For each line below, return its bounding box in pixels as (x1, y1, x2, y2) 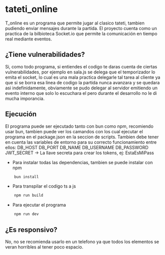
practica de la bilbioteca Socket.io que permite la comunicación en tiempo (5, 30, 158, 36)
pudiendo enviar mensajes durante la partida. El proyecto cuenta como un (5, 25, 157, 31)
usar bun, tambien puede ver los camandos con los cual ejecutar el (5, 128, 143, 134)
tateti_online (5, 3, 58, 15)
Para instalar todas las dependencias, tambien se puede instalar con (12, 159, 153, 165)
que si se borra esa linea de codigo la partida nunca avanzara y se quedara (5, 79, 160, 85)
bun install (14, 174, 39, 179)
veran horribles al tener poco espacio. (5, 244, 84, 250)
